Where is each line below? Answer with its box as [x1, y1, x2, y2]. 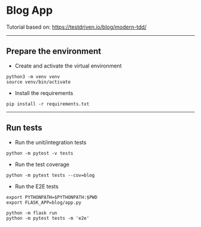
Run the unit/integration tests [14, 139, 87, 146]
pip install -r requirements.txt [6, 101, 90, 107]
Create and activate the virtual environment [14, 62, 122, 69]
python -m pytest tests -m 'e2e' [6, 215, 90, 221]
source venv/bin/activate [6, 79, 71, 85]
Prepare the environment [6, 46, 102, 57]
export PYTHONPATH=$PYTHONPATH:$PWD [6, 194, 98, 200]
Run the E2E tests [14, 183, 59, 190]
